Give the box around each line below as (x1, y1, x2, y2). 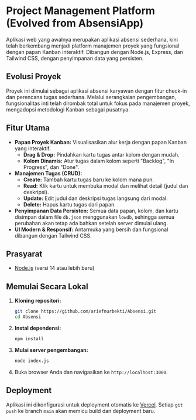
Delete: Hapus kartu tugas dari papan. (23, 201, 116, 208)
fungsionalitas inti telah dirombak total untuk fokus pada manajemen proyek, (6, 100, 190, 107)
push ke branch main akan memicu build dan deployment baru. (6, 407, 156, 414)
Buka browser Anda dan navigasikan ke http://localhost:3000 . (14, 368, 168, 375)
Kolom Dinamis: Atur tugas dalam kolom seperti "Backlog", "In (23, 157, 174, 164)
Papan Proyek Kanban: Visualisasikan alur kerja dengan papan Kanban (14, 138, 187, 145)
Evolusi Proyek (6, 72, 61, 82)
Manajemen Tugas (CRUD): (14, 170, 82, 177)
